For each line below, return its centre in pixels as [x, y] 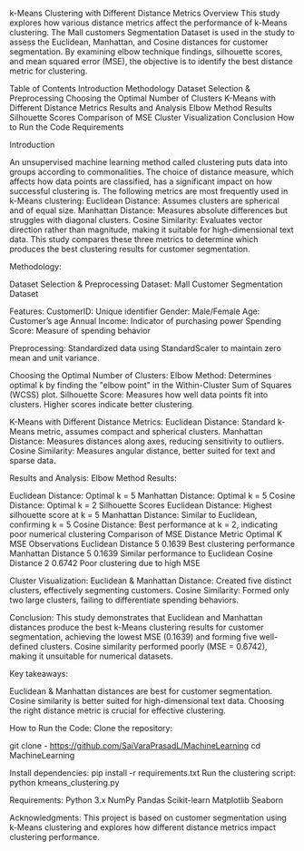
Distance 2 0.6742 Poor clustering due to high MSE [105, 563]
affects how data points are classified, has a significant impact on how [141, 181]
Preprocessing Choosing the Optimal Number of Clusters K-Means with [143, 98]
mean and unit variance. [54, 358]
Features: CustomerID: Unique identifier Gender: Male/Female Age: [135, 311]
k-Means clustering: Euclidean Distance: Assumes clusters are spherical [144, 201]
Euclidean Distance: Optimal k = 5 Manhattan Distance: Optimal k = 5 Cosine [152, 495]
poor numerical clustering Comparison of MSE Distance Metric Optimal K [146, 534]
